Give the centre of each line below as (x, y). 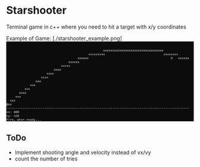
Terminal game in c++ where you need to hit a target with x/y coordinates (96, 27)
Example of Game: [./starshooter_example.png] (64, 38)
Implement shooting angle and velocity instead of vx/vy (83, 152)
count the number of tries (46, 159)
